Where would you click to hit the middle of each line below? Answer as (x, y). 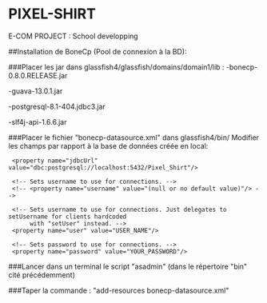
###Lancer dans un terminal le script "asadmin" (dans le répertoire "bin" (128, 266)
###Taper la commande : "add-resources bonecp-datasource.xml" (119, 290)
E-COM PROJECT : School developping (73, 36)
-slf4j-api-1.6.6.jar (38, 122)
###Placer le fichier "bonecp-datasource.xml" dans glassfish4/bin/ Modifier (134, 138)
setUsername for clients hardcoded (68, 217)
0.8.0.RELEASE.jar (38, 75)
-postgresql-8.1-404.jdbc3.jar (57, 106)
